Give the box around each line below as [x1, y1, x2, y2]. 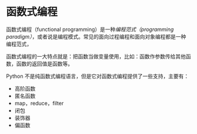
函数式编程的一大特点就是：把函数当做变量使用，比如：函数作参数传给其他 [6, 53, 186, 60]
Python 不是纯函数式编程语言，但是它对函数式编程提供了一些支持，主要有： [6, 73, 189, 80]
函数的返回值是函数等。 [16, 60, 73, 67]
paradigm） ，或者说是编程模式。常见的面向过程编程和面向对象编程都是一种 [6, 33, 186, 40]
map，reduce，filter [14, 99, 64, 106]
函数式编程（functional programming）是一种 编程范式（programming [6, 26, 174, 33]
